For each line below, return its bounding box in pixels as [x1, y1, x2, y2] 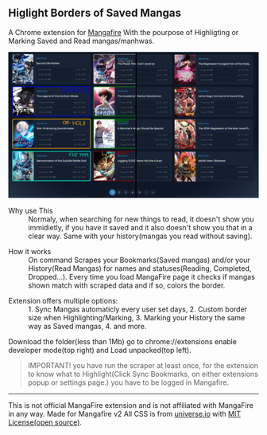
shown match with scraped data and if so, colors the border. [28, 280, 226, 290]
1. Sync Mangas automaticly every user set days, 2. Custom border [28, 304, 248, 314]
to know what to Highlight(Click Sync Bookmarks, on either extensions [27, 370, 258, 379]
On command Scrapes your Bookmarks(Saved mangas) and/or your [28, 255, 250, 265]
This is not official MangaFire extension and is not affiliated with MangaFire [8, 401, 254, 410]
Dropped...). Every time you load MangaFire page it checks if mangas [28, 272, 256, 282]
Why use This [8, 206, 53, 216]
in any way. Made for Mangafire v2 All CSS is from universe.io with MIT [8, 410, 241, 419]
